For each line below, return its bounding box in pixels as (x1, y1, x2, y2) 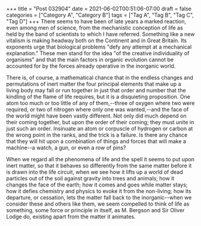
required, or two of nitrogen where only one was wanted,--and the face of (6, 106, 189, 113)
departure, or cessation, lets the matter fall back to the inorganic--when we (6, 194, 192, 201)
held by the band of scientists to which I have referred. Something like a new (6, 31, 195, 38)
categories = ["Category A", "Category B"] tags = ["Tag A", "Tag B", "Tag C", (6, 11, 194, 19)
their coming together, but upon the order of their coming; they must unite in (6, 119, 194, 125)
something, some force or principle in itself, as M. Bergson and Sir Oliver (6, 207, 185, 213)
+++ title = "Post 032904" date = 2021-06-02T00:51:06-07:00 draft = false (6, 5, 192, 12)
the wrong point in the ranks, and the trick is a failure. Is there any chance (6, 131, 188, 138)
